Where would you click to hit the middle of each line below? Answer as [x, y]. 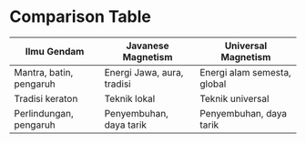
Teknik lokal [130, 98]
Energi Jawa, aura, [144, 72]
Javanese [148, 46]
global [213, 84]
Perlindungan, [44, 113]
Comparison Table [81, 17]
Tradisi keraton [46, 98]
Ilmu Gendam [55, 51]
